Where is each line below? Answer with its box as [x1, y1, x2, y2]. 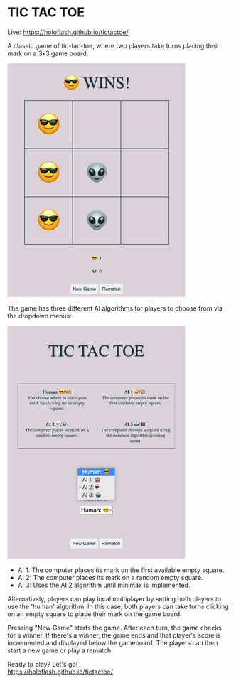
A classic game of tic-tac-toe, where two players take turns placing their [7, 41, 220, 50]
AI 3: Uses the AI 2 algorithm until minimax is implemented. [17, 581, 191, 589]
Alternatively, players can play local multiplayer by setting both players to [7, 594, 222, 603]
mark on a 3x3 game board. [7, 49, 89, 58]
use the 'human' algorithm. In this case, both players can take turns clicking [7, 602, 229, 611]
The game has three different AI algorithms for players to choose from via [7, 304, 222, 313]
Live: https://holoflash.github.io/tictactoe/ [7, 28, 129, 36]
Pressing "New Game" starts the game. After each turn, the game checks [7, 623, 222, 632]
